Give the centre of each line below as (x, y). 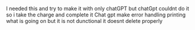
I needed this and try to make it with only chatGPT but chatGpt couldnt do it (98, 9)
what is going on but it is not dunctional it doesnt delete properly (85, 21)
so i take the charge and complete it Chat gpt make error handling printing (96, 15)
